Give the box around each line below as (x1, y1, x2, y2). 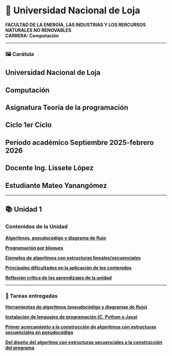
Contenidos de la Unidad (5, 223, 68, 230)
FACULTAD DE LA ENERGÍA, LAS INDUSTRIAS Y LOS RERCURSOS (5, 22, 146, 28)
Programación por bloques (5, 245, 63, 251)
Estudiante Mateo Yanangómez (5, 181, 107, 190)
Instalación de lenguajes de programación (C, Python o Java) (5, 314, 138, 320)
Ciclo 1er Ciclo (5, 121, 52, 129)
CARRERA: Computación (5, 32, 59, 39)
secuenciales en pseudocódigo (5, 329, 74, 335)
